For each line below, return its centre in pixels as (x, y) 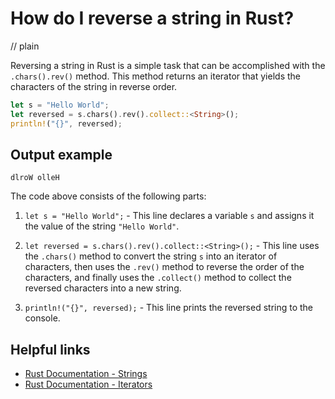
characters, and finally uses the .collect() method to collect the (158, 278)
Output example (61, 154)
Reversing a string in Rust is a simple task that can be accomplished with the (168, 65)
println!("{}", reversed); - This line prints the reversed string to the (169, 308)
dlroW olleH (35, 178)
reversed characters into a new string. (103, 288)
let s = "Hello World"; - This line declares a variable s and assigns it (169, 216)
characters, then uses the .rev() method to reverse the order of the (164, 267)
